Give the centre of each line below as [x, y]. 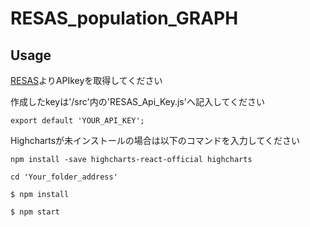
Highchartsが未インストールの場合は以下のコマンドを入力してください [155, 140]
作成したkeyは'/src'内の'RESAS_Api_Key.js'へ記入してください [138, 101]
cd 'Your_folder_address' [64, 177]
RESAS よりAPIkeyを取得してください [86, 80]
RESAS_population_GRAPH [124, 18]
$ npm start [35, 212]
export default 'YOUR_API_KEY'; [77, 121]
